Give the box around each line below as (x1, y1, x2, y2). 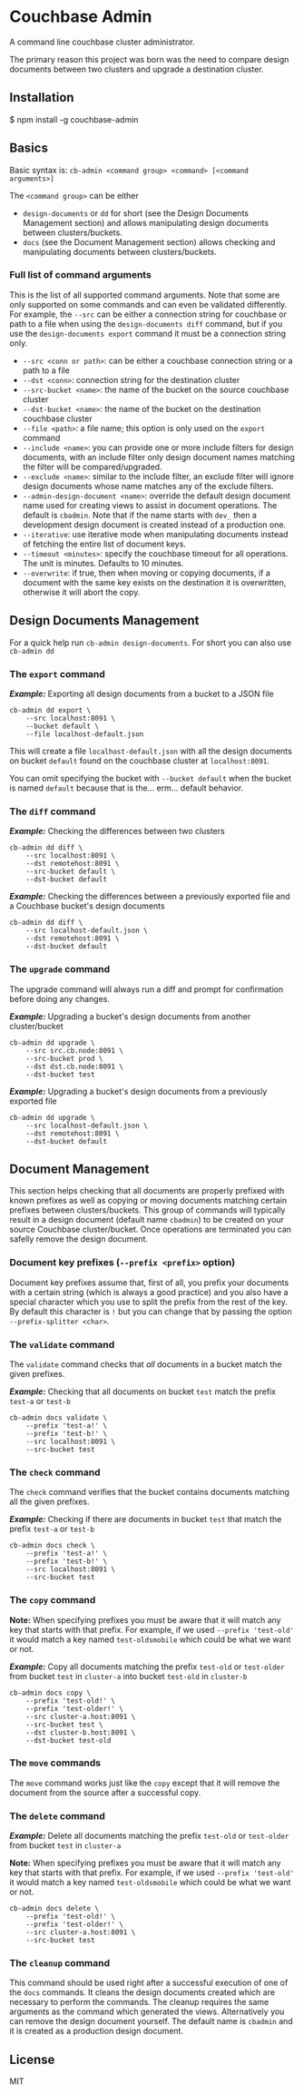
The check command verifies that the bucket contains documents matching (9, 1487, 290, 1498)
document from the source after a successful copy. (9, 1786, 201, 1798)
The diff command (9, 805, 96, 818)
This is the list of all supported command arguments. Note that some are (9, 289, 280, 300)
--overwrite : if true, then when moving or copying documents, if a (22, 567, 270, 578)
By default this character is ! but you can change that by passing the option (9, 1305, 292, 1317)
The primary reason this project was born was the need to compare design (9, 54, 289, 64)
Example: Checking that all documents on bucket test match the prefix (9, 1386, 277, 1397)
